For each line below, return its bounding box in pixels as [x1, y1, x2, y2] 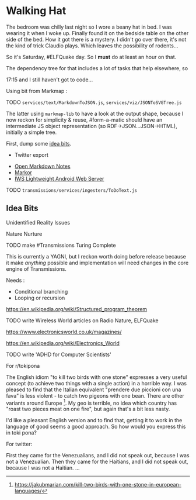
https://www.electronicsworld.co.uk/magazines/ [6, 328, 122, 335]
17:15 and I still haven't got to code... [6, 76, 93, 83]
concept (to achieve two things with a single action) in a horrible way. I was [6, 380, 187, 387]
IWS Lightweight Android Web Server [14, 175, 104, 182]
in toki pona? [6, 429, 37, 436]
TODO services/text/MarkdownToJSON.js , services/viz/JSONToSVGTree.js [6, 98, 182, 106]
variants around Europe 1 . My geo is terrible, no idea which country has [6, 398, 177, 406]
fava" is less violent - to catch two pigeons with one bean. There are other [6, 392, 185, 399]
